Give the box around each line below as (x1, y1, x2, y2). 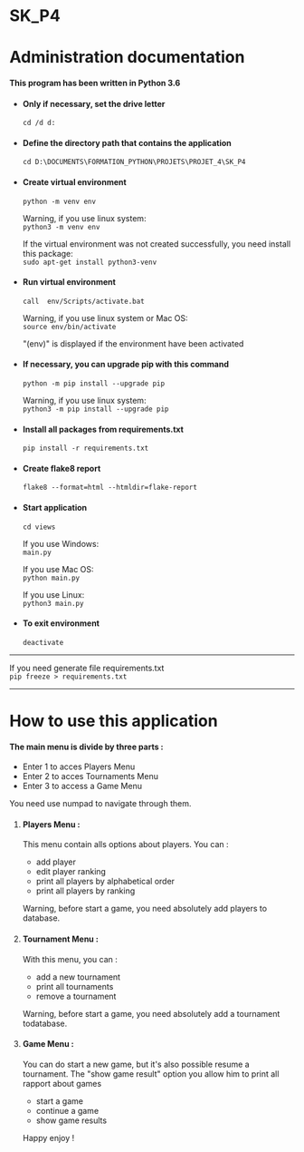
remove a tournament (35, 991, 117, 1001)
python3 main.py (22, 599, 84, 608)
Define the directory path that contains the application (22, 137, 233, 148)
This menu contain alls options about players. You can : (22, 839, 229, 850)
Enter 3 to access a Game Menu (22, 781, 143, 792)
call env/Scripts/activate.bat (22, 297, 145, 306)
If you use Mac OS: (22, 563, 94, 574)
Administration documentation (9, 47, 245, 68)
